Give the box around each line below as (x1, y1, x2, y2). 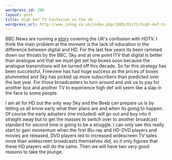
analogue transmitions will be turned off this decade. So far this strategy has (5, 63, 166, 69)
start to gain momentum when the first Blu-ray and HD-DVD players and (5, 127, 157, 133)
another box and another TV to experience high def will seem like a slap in (5, 85, 162, 91)
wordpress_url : (5, 21, 38, 27)
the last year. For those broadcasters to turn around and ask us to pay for (5, 79, 160, 85)
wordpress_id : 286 (5, 7, 45, 13)
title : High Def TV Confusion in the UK (5, 17, 93, 22)
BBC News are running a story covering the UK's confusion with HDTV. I (5, 36, 158, 42)
